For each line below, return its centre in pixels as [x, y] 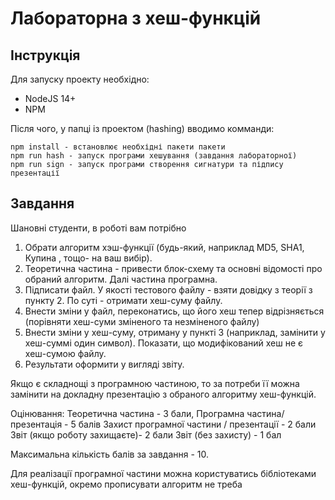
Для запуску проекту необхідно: [80, 79]
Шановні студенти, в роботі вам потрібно [98, 228]
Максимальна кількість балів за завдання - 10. [110, 454]
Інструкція [45, 55]
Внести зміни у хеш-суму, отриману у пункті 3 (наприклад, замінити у [175, 332]
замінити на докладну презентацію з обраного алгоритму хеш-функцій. [163, 394]
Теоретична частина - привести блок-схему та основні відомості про [173, 268]
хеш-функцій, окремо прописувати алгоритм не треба [126, 484]
